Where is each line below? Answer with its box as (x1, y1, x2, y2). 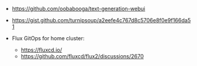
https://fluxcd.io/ (20, 46, 62, 53)
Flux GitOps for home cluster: (11, 35, 85, 41)
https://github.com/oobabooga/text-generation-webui (11, 5, 146, 12)
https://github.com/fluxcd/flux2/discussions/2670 (20, 53, 144, 59)
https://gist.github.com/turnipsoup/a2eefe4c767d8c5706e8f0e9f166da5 (11, 17, 191, 23)
